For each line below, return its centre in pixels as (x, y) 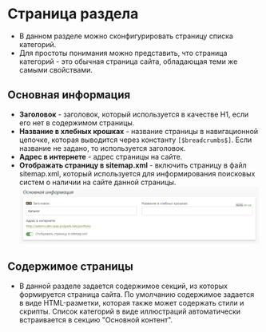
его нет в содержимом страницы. (77, 123)
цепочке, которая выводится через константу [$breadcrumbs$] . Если (135, 140)
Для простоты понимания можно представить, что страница (123, 53)
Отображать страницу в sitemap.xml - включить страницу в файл (133, 165)
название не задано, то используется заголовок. (102, 148)
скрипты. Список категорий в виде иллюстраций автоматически (130, 311)
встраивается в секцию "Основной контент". (96, 319)
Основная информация (69, 95)
